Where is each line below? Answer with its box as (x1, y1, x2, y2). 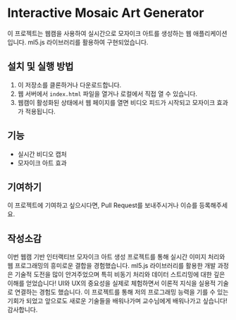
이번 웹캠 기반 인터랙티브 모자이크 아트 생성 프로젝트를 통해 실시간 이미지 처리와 (7, 252, 225, 261)
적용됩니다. (25, 107, 56, 116)
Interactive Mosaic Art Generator (7, 5, 204, 21)
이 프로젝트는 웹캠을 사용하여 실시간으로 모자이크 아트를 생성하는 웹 (7, 29, 192, 37)
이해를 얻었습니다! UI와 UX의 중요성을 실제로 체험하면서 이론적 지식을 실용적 (7, 279, 216, 288)
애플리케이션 (192, 29, 228, 37)
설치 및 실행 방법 (7, 61, 74, 73)
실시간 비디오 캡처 (17, 149, 67, 158)
